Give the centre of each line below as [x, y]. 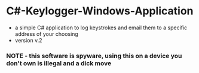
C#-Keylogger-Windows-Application [100, 11]
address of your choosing [47, 34]
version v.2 [29, 40]
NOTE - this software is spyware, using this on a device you [94, 56]
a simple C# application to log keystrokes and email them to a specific [101, 28]
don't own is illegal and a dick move [59, 63]
